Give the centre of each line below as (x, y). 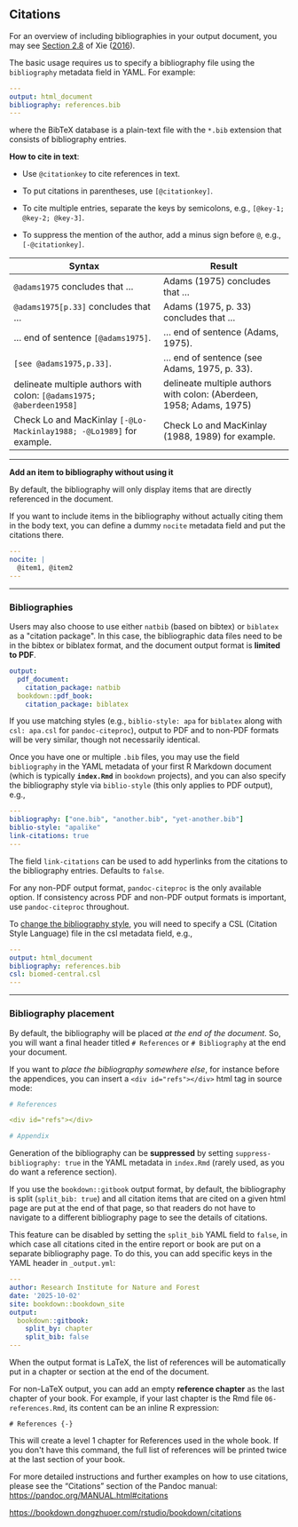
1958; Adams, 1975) (208, 406)
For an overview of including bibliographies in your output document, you (143, 36)
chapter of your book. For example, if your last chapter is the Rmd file (136, 1398)
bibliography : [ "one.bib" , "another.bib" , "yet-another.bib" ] (126, 819)
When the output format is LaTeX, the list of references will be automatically (148, 1363)
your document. (39, 1052)
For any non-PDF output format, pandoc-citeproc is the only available (135, 888)
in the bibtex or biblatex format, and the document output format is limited (145, 645)
